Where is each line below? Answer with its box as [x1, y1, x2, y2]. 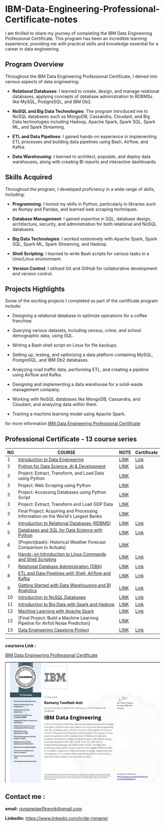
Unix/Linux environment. [12, 255, 62, 262]
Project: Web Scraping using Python [18, 482, 91, 488]
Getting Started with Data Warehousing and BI [18, 582, 111, 588]
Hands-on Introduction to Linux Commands [18, 551, 107, 557]
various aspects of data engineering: [5, 78, 80, 84]
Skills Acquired [5, 173, 53, 181]
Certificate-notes [5, 14, 78, 25]
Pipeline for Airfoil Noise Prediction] [18, 620, 90, 626]
